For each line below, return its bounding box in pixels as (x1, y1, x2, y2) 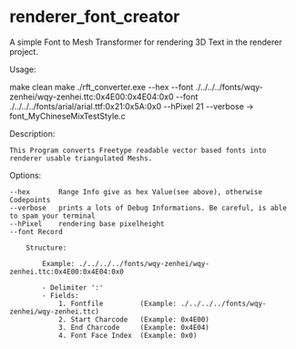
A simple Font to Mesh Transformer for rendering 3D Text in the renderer (9, 36, 282, 47)
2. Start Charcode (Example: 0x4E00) (57, 314, 209, 324)
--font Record (9, 227, 64, 236)
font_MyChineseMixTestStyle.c (9, 110, 126, 121)
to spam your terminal (9, 211, 96, 221)
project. (9, 46, 39, 56)
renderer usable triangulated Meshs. (9, 153, 153, 163)
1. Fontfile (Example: (57, 299, 178, 308)
